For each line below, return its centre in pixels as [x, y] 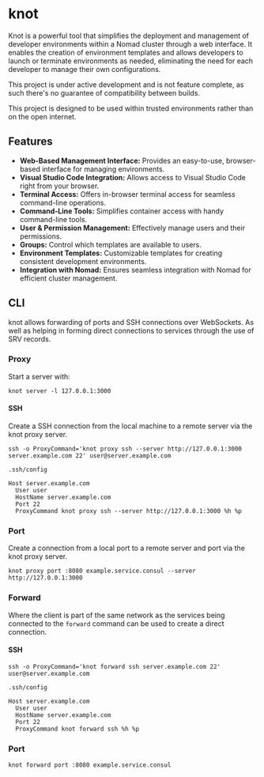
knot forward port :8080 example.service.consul [90, 765]
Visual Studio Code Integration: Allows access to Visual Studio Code [133, 177]
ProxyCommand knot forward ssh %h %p [77, 729]
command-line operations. [63, 202]
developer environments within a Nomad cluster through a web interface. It [130, 43]
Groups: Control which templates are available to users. [110, 244]
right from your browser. [59, 186]
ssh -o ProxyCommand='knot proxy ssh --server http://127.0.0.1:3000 [125, 449]
